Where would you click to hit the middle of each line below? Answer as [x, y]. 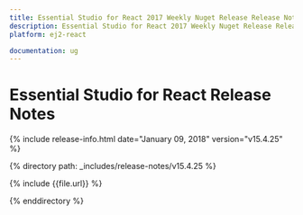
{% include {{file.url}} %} [56, 184]
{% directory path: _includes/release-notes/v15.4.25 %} [113, 166]
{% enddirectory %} [46, 201]
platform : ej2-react [48, 34]
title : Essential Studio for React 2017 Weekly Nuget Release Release [145, 18]
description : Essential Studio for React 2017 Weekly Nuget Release [141, 26]
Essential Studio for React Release [141, 95]
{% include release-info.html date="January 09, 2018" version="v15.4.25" [146, 139]
